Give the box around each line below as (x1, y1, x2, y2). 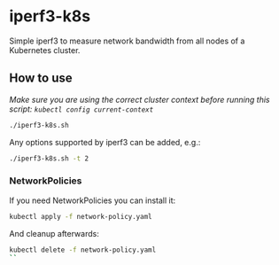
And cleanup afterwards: (9, 228, 99, 238)
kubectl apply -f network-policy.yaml (9, 212, 152, 221)
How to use (9, 71, 73, 86)
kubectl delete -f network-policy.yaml (9, 246, 157, 254)
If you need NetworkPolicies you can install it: (9, 195, 176, 206)
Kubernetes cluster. (9, 44, 81, 55)
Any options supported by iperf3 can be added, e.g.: (9, 136, 201, 147)
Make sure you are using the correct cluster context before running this (9, 94, 270, 105)
